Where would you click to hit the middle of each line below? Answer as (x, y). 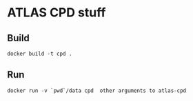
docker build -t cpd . (40, 54)
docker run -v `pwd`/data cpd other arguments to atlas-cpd (97, 91)
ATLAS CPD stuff (57, 13)
